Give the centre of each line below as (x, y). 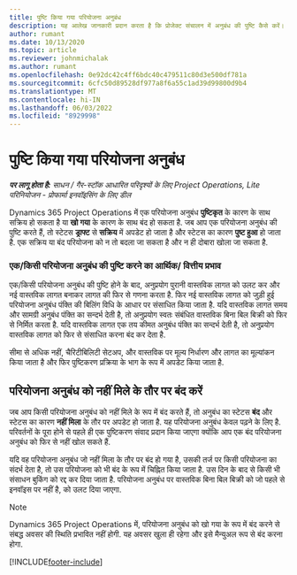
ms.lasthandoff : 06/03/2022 (61, 108)
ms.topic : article (43, 50)
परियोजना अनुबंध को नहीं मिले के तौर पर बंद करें (106, 391)
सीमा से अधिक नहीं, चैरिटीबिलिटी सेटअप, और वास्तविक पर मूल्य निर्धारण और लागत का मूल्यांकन (142, 353)
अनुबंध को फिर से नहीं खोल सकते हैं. (60, 442)
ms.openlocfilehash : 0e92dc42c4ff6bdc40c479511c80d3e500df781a (128, 75)
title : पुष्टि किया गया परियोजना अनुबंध (65, 17)
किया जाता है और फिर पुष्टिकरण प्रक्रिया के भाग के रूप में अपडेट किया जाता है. (117, 363)
